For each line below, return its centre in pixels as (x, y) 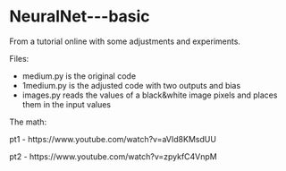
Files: (19, 58)
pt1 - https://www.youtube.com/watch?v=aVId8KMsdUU (113, 139)
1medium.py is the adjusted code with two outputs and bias (131, 85)
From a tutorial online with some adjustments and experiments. (125, 41)
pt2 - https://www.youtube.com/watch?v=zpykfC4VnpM (113, 156)
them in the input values (67, 104)
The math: (28, 122)
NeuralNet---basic (80, 17)
